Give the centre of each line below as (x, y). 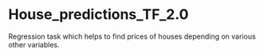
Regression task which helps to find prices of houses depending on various (132, 36)
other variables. (34, 44)
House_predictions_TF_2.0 (99, 15)
